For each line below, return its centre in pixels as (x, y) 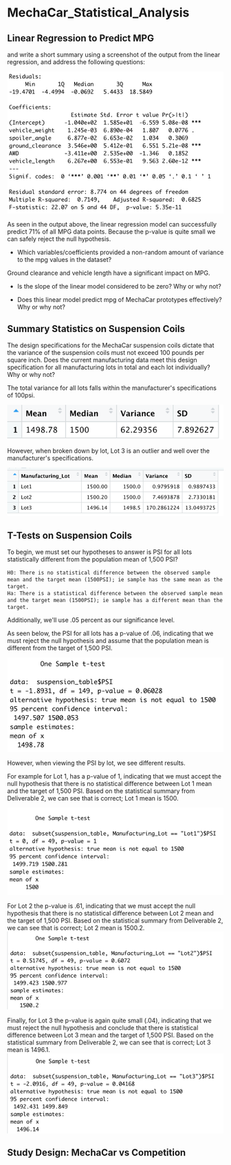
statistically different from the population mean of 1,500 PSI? (93, 559)
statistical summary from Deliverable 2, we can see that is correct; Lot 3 (109, 1042)
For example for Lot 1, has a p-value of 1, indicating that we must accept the (114, 776)
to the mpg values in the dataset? (64, 260)
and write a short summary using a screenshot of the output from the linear (114, 54)
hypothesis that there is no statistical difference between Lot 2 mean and (111, 913)
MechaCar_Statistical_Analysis (98, 13)
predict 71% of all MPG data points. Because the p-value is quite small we (111, 231)
